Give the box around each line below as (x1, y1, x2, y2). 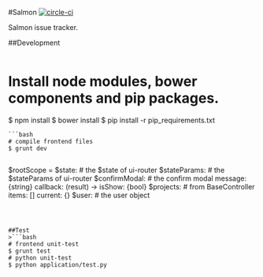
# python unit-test (8, 253, 72, 262)
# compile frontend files (8, 137, 93, 145)
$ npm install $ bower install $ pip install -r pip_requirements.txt (8, 115, 215, 125)
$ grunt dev (8, 144, 47, 152)
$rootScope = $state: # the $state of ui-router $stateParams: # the (8, 165, 225, 174)
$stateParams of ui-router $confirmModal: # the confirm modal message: (8, 174, 246, 183)
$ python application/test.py (8, 260, 108, 268)
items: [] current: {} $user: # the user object (8, 190, 150, 200)
